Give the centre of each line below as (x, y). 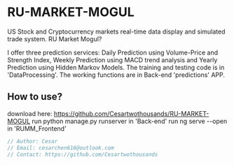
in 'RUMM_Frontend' (37, 128)
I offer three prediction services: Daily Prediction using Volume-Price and (113, 52)
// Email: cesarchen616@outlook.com (61, 148)
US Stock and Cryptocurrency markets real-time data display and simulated (116, 31)
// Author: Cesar (33, 141)
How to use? (35, 97)
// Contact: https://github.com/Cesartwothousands (83, 155)
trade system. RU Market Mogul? (55, 38)
